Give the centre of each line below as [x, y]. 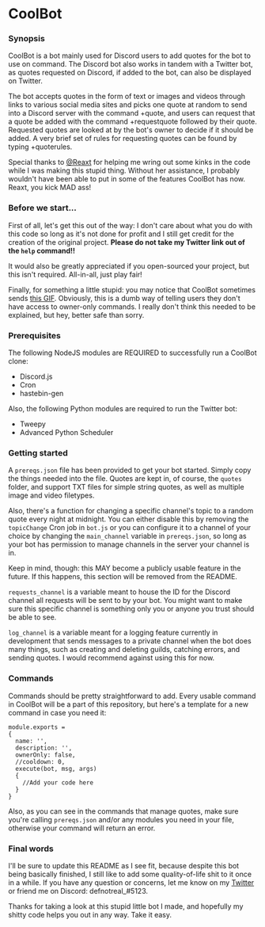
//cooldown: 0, [40, 761]
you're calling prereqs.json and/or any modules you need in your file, [121, 819]
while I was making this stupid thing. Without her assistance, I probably [124, 170]
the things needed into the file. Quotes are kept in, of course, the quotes [125, 479]
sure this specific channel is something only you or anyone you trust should [131, 609]
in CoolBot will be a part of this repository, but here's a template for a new [129, 704]
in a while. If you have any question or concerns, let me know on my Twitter [131, 882]
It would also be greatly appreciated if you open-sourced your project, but [129, 265]
